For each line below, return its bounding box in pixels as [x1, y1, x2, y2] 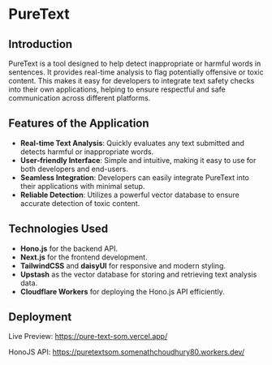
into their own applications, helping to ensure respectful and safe [8, 84, 226, 94]
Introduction [8, 37, 73, 51]
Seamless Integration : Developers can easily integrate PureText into [19, 172, 249, 182]
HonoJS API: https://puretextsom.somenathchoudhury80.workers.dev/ [8, 347, 245, 357]
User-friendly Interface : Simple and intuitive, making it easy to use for [19, 155, 257, 165]
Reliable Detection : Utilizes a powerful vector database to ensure [19, 190, 240, 200]
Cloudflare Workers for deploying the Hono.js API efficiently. [19, 286, 225, 296]
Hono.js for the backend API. [19, 243, 119, 253]
